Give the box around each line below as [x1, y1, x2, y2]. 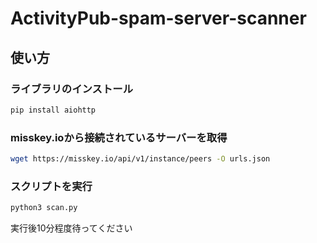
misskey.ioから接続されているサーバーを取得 [10, 130, 228, 144]
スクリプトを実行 [10, 179, 93, 193]
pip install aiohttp [10, 105, 97, 115]
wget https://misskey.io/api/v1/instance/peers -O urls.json [10, 154, 271, 164]
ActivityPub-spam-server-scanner [10, 7, 307, 30]
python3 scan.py [10, 203, 78, 213]
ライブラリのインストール [10, 82, 133, 96]
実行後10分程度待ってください [10, 222, 133, 234]
